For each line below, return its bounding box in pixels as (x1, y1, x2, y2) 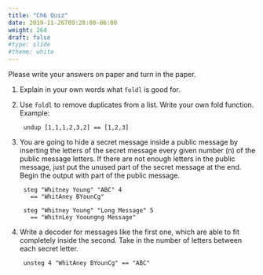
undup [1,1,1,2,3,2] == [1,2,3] (23, 123, 130, 131)
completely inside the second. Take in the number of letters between (19, 236, 243, 244)
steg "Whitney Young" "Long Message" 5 (23, 207, 154, 214)
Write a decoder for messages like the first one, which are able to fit (19, 227, 239, 236)
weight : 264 (8, 26, 47, 34)
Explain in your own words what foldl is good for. (19, 85, 181, 94)
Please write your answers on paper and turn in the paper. (8, 70, 196, 79)
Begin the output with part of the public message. (19, 170, 181, 180)
